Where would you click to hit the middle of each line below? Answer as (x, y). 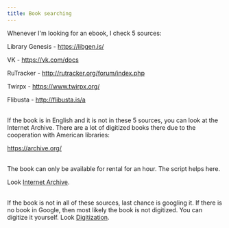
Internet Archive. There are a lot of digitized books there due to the (101, 127)
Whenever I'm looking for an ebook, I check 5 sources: (84, 33)
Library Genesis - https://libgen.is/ (56, 46)
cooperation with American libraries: (58, 135)
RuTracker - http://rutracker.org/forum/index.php (76, 73)
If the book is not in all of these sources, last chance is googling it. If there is (115, 203)
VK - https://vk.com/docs (43, 60)
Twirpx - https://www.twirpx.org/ (53, 86)
